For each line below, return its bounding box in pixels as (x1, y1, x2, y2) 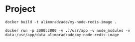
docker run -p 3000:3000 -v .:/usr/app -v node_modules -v (5, 28, 131, 33)
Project (5, 3, 36, 15)
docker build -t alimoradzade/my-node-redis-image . (5, 20, 117, 24)
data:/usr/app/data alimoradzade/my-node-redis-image (5, 32, 120, 37)
